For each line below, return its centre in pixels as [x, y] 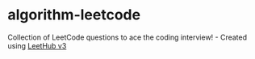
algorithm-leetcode [74, 15]
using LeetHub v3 [37, 45]
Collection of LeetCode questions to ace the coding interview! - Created [127, 37]
